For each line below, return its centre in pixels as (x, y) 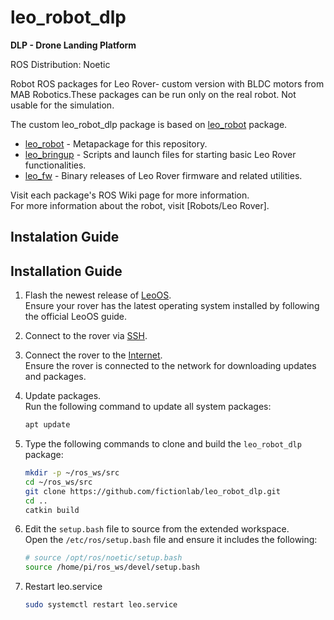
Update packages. (63, 396)
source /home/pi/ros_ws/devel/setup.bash (112, 567)
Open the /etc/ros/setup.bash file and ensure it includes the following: (171, 540)
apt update (47, 425)
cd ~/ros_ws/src (58, 482)
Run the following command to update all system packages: (148, 407)
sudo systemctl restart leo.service (101, 605)
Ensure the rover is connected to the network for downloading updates (170, 366)
